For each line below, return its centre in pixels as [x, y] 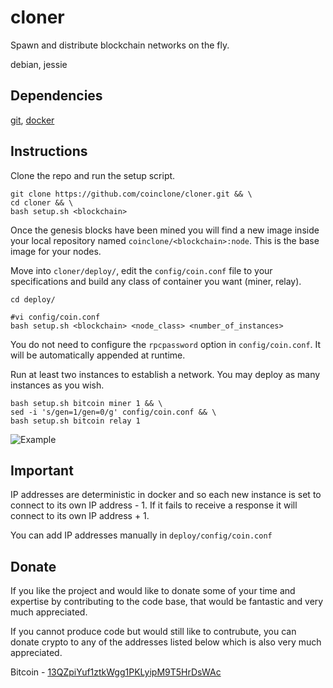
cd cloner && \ [42, 202]
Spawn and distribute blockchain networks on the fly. [120, 45]
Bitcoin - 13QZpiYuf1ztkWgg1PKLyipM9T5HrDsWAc [116, 672]
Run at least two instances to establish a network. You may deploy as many [165, 374]
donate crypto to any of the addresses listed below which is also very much [166, 642]
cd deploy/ [33, 299]
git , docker [32, 120]
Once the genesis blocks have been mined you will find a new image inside [165, 230]
